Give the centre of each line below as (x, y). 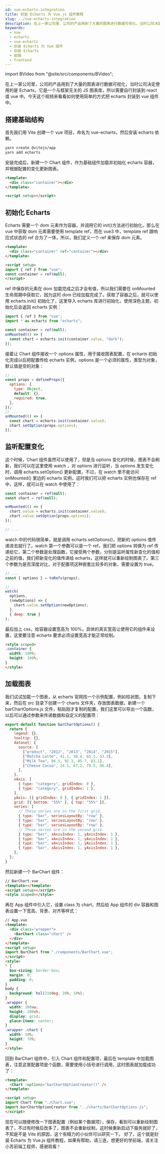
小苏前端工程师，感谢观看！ (33, 1146)
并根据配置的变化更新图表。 (33, 168)
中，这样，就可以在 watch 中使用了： (42, 484)
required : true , (31, 398)
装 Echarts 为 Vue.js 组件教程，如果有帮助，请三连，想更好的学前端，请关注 (82, 1140)
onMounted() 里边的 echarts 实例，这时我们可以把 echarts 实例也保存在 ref (81, 478)
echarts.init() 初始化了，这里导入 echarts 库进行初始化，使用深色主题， (82, 301)
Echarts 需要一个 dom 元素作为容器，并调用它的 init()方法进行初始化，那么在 (82, 225)
